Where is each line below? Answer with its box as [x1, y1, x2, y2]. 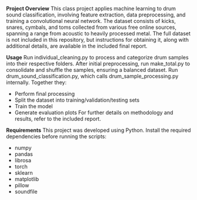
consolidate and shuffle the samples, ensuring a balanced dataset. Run [6, 66, 178, 73]
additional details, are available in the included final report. [6, 42, 148, 49]
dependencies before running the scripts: [6, 133, 107, 140]
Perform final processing [14, 91, 75, 97]
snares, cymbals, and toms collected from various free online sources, [6, 24, 177, 31]
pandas [14, 151, 34, 158]
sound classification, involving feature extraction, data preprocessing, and [6, 11, 186, 18]
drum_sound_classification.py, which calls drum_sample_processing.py [6, 73, 179, 79]
